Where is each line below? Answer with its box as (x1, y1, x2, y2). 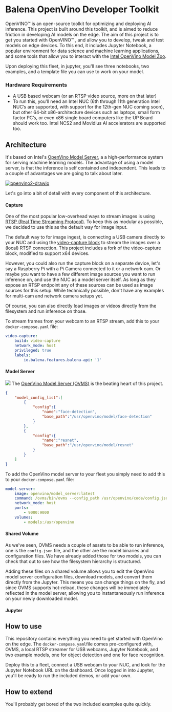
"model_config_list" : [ (14, 395, 63, 400)
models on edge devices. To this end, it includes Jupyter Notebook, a (5, 42, 152, 48)
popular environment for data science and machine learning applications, (5, 48, 160, 54)
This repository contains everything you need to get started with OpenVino (5, 636, 163, 642)
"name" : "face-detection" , (41, 409, 97, 415)
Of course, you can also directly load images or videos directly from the (5, 303, 157, 309)
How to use (5, 622, 42, 631)
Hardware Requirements (5, 81, 68, 88)
